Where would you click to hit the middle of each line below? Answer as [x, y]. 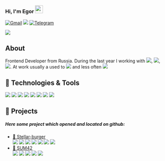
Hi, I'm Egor [20, 11]
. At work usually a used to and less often [56, 67]
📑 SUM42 [22, 148]
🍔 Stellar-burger [29, 137]
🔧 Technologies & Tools [42, 83]
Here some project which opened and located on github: [65, 124]
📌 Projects [22, 111]
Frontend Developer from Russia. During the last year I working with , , [83, 61]
